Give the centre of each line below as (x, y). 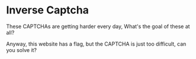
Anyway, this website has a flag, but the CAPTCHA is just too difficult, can (96, 44)
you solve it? (22, 50)
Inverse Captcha (47, 10)
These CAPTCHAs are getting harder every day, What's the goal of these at (98, 26)
